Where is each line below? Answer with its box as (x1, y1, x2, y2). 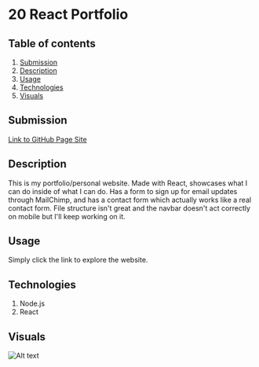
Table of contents (8, 37, 96, 50)
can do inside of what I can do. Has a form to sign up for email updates (8, 186, 238, 196)
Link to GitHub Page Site (8, 134, 88, 144)
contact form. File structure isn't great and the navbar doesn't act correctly (8, 203, 251, 213)
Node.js (19, 299, 46, 308)
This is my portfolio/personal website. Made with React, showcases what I (8, 178, 248, 188)
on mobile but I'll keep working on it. (8, 211, 126, 221)
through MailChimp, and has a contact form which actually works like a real (8, 195, 252, 204)
